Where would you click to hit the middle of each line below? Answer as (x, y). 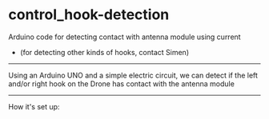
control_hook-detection (89, 15)
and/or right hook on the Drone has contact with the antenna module (121, 83)
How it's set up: (34, 106)
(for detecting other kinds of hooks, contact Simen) (104, 52)
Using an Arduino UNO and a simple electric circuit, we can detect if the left (133, 75)
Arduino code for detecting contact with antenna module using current (125, 37)
